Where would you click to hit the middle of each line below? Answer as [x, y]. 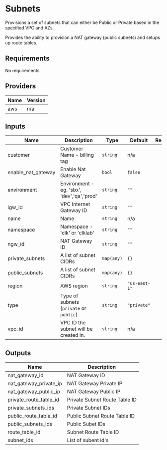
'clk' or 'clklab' [77, 233]
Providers [21, 86]
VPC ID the [73, 323]
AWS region [74, 286]
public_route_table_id [33, 416]
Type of [69, 296]
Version [36, 100]
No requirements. [23, 70]
